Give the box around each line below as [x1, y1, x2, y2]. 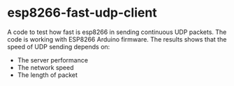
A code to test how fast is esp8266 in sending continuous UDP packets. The [7, 28, 227, 36]
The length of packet [17, 71, 78, 79]
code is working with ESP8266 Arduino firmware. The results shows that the [7, 35, 227, 43]
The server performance [17, 55, 89, 64]
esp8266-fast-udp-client [7, 5, 157, 21]
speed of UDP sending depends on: [7, 42, 110, 51]
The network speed [17, 63, 74, 71]
